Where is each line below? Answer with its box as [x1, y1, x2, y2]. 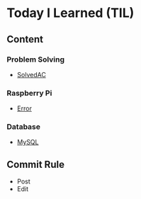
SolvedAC [16, 70, 47, 79]
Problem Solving [6, 55, 65, 64]
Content [6, 33, 44, 45]
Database [6, 122, 40, 132]
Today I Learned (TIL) [6, 5, 135, 21]
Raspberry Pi [6, 88, 52, 98]
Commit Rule [6, 158, 65, 171]
